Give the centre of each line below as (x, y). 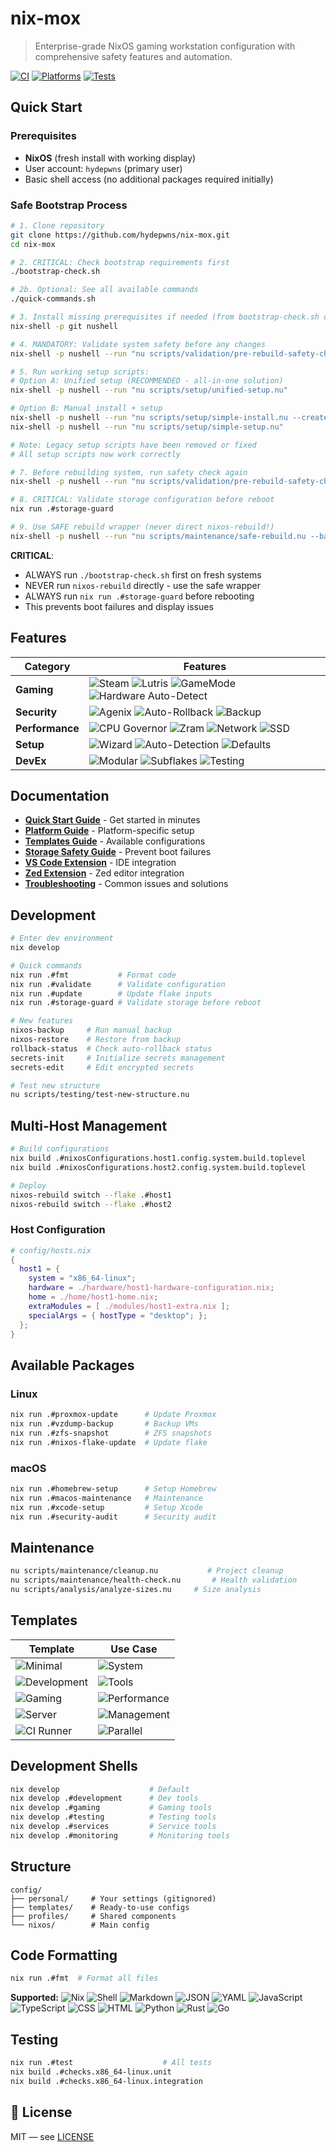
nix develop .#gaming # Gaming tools (111, 1808)
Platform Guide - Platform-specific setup (109, 831)
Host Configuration (58, 1230)
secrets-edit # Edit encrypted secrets (102, 1067)
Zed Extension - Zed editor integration (104, 873)
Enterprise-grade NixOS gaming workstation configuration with (165, 46)
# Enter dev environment (62, 938)
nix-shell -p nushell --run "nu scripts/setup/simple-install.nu (149, 418)
